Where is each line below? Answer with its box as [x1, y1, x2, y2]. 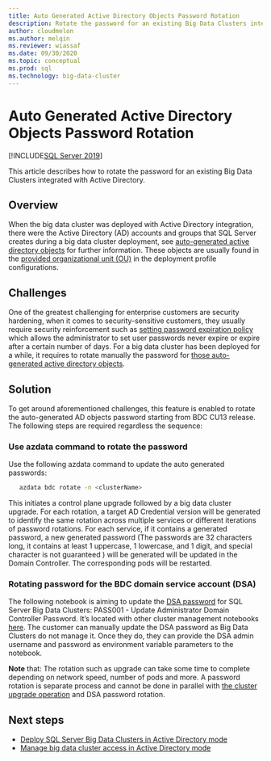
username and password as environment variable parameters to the [8, 640, 234, 650]
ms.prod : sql [8, 65, 52, 73]
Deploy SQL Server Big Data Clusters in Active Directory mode [19, 734, 228, 744]
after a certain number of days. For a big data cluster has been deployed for [8, 342, 261, 351]
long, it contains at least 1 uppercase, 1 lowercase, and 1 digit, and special [8, 541, 252, 551]
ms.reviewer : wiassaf [8, 42, 81, 50]
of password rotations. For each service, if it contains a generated [8, 524, 227, 534]
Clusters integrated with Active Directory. [8, 174, 145, 184]
